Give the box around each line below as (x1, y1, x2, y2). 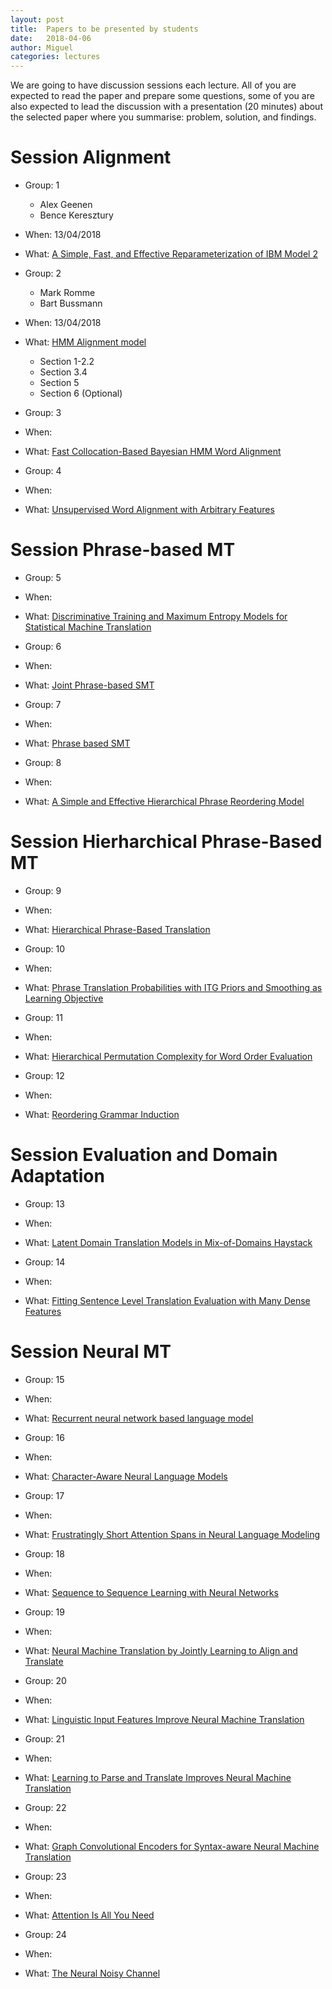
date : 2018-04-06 (10, 33, 92, 43)
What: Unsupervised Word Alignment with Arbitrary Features (24, 504, 275, 516)
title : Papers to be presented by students (10, 24, 199, 34)
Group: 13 (24, 1197, 65, 1210)
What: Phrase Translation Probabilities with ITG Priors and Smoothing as (24, 981, 323, 993)
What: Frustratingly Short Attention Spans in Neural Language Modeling (24, 1528, 321, 1540)
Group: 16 (24, 1431, 65, 1443)
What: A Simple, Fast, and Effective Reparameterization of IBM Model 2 (24, 248, 318, 260)
